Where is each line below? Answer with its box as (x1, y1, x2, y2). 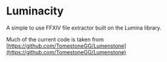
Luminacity (6, 4, 64, 18)
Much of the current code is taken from (6, 36, 104, 43)
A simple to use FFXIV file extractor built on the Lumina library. (6, 24, 162, 31)
